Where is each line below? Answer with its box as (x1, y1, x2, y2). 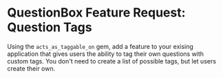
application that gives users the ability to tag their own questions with (7, 50, 204, 58)
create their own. (7, 64, 56, 72)
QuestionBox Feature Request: (7, 5, 186, 21)
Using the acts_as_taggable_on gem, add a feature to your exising (7, 42, 194, 50)
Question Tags (7, 19, 92, 35)
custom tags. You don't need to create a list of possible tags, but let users (7, 57, 217, 65)
